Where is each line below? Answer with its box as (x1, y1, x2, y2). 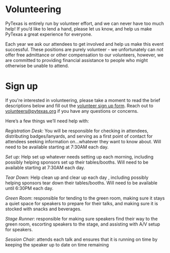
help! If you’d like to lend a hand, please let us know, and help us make (5, 25, 152, 31)
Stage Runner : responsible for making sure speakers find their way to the (5, 215, 158, 222)
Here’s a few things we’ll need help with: (5, 118, 90, 124)
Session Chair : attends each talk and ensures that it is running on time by (5, 236, 158, 242)
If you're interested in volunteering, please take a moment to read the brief (5, 97, 160, 103)
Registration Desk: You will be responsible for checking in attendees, (5, 128, 149, 134)
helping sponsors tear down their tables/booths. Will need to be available (5, 179, 158, 186)
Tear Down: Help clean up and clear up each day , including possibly (5, 174, 149, 180)
